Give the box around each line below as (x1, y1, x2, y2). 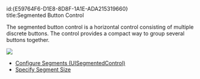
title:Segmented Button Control (6, 12, 84, 19)
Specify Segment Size (15, 66, 71, 73)
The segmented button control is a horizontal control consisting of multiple (6, 24, 194, 30)
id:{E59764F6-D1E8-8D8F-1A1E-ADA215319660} (6, 5, 128, 12)
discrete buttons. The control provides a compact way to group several (6, 30, 185, 37)
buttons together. (6, 36, 50, 43)
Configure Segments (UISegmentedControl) (15, 60, 126, 66)
